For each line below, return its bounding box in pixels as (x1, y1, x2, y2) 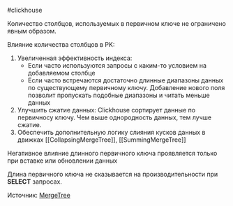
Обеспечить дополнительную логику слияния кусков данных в (17, 128, 206, 136)
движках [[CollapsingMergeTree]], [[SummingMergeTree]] (17, 135, 186, 144)
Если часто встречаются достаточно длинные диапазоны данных (27, 76, 224, 84)
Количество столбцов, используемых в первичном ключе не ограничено (7, 20, 227, 27)
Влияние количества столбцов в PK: (7, 41, 115, 48)
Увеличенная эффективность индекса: (17, 54, 133, 62)
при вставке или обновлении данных (7, 156, 118, 165)
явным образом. (7, 27, 57, 35)
